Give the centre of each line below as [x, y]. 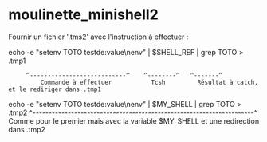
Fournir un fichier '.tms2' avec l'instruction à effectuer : [98, 37]
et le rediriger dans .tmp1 [55, 89]
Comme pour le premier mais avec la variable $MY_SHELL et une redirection [134, 120]
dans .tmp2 [27, 129]
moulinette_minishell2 [84, 15]
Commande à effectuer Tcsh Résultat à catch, [149, 82]
